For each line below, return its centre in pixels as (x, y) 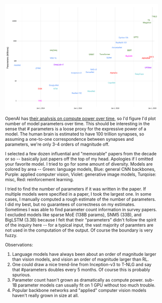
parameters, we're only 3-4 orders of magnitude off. (57, 144)
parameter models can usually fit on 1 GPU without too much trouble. (87, 285)
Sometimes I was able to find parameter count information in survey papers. (81, 209)
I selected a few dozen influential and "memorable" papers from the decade (81, 153)
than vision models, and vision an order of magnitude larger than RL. (80, 259)
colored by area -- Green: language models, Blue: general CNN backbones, (80, 169)
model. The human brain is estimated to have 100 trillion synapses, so (75, 134)
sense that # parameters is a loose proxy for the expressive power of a (76, 129)
